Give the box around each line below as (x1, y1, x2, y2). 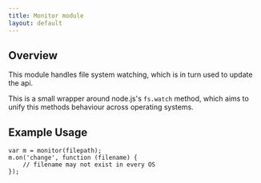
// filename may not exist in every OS (22, 161, 156, 169)
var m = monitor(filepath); (8, 147, 102, 155)
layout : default (8, 19, 62, 27)
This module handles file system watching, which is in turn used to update (8, 70, 253, 80)
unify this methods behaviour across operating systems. (8, 102, 194, 112)
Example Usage (8, 125, 88, 139)
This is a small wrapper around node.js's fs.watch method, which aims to (8, 93, 250, 104)
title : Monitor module (8, 11, 84, 20)
